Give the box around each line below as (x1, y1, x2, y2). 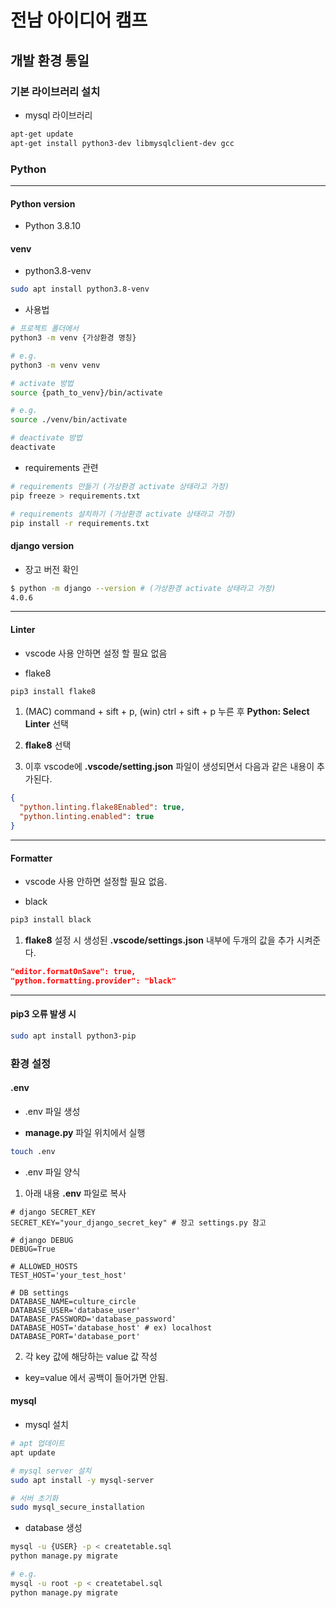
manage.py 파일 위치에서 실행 (24, 1127, 146, 1139)
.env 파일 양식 (24, 1166, 81, 1178)
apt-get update (10, 129, 74, 139)
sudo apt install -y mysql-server (10, 1475, 155, 1485)
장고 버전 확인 (24, 563, 79, 575)
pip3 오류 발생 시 (10, 1008, 77, 1020)
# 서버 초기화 (10, 1493, 59, 1503)
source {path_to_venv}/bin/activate (10, 387, 163, 398)
